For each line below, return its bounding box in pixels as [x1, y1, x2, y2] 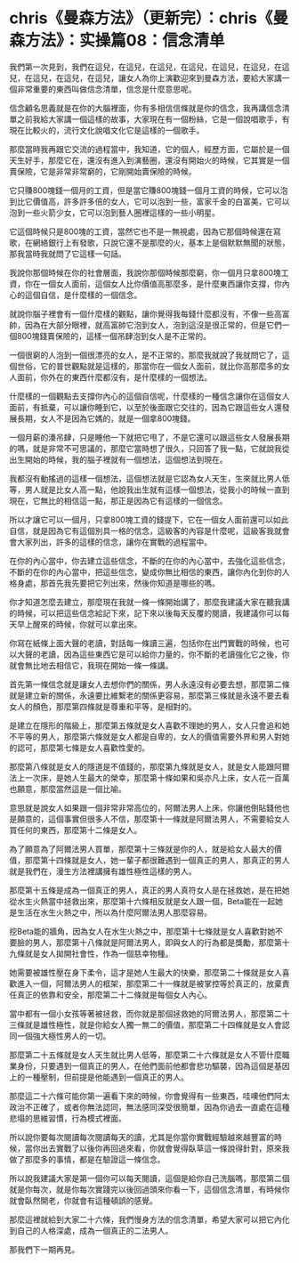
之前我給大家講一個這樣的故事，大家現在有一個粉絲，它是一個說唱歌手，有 [16, 113, 290, 125]
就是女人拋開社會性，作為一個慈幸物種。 [24, 948, 174, 959]
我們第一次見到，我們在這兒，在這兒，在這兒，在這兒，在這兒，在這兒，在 [9, 61, 282, 72]
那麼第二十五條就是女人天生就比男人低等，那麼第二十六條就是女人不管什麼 [9, 1049, 282, 1060]
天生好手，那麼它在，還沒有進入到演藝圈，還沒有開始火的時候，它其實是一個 [9, 155, 290, 166]
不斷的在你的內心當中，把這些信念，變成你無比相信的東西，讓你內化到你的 [9, 566, 282, 577]
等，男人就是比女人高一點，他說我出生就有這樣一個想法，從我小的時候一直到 [9, 484, 290, 495]
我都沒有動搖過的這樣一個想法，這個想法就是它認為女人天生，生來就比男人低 [9, 473, 290, 483]
